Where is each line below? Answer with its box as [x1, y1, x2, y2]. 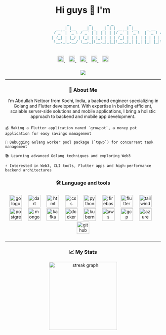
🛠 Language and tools [55, 179, 111, 186]
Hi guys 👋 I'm [55, 4, 111, 16]
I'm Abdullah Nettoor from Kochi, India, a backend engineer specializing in [7, 98, 159, 104]
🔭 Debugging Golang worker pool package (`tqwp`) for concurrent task [5, 140, 154, 145]
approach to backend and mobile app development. [30, 113, 136, 119]
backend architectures [5, 167, 52, 172]
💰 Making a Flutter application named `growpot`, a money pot [5, 125, 137, 130]
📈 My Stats [69, 248, 97, 255]
